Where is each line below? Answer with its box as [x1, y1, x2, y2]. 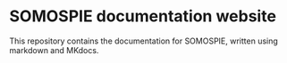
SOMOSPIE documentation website [9, 6, 277, 27]
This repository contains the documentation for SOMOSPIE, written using [9, 35, 279, 46]
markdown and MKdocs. [9, 44, 99, 55]
